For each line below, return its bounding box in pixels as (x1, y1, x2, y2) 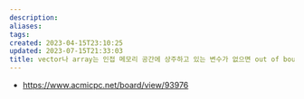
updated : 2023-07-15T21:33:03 (9, 47, 124, 56)
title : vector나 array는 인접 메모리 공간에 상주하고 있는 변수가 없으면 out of (9, 55, 280, 64)
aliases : (9, 22, 43, 31)
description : (9, 13, 59, 22)
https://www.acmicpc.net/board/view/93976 (22, 80, 189, 90)
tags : (9, 30, 30, 39)
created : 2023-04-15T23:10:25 (9, 38, 124, 48)
